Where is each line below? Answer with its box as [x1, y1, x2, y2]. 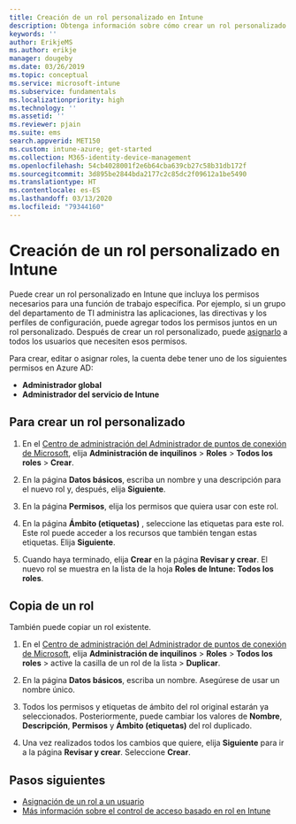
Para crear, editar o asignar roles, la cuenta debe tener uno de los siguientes [9, 353, 287, 363]
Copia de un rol [9, 598, 95, 613]
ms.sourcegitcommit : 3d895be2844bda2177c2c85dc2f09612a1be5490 [9, 169, 247, 178]
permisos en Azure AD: [9, 362, 94, 373]
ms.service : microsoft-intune [9, 79, 121, 88]
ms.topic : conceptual [9, 71, 89, 80]
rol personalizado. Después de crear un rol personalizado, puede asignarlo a [9, 326, 288, 337]
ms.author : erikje [9, 46, 77, 55]
